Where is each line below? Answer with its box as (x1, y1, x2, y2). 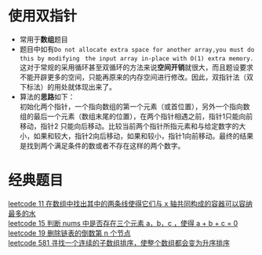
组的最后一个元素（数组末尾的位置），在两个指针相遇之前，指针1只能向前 (19, 111, 253, 121)
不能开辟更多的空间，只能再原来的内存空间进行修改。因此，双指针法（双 (19, 72, 253, 82)
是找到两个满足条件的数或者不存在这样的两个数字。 (19, 140, 185, 150)
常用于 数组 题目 (19, 35, 68, 44)
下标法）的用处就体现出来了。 (19, 82, 116, 91)
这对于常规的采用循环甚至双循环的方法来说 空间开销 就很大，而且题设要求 (19, 62, 253, 71)
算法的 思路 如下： (19, 92, 75, 101)
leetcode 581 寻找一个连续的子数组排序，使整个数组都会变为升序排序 (8, 238, 230, 247)
